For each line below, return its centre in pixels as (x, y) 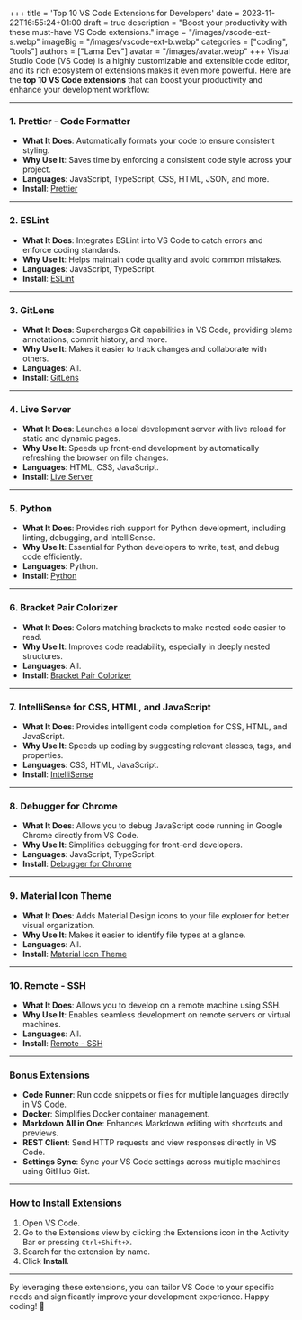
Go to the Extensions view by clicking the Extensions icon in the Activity (155, 1232)
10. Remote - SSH (48, 985)
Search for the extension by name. (86, 1252)
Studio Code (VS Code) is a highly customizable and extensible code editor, (150, 61)
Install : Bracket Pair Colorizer (77, 675)
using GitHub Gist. (56, 1171)
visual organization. (58, 925)
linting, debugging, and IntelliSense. (89, 538)
